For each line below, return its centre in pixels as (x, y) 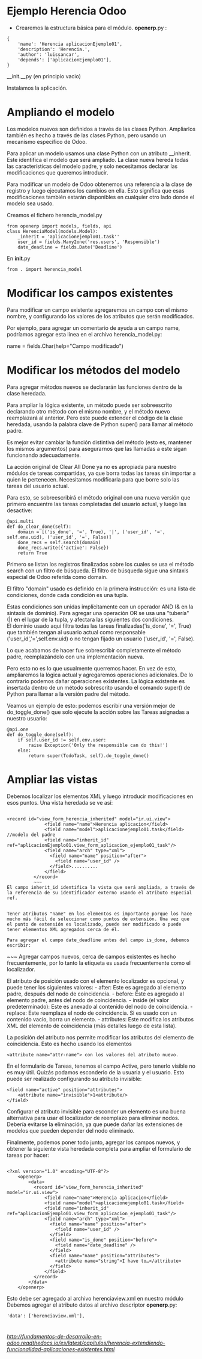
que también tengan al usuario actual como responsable (76, 632)
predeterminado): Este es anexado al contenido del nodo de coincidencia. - (100, 1006)
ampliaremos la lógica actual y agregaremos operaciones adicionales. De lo (100, 675)
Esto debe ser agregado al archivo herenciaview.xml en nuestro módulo (95, 1298)
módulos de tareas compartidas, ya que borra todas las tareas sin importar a (101, 473)
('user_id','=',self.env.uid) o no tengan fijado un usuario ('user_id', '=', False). (101, 639)
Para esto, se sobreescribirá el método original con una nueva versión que (99, 497)
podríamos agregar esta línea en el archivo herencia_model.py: (85, 334)
